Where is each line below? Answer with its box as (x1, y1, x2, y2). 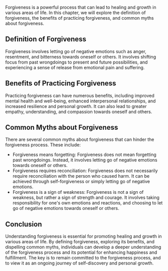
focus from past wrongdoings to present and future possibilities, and (5, 59, 148, 65)
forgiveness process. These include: (5, 142, 81, 148)
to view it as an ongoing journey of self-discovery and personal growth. (5, 260, 154, 266)
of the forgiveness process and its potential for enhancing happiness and (5, 249, 157, 255)
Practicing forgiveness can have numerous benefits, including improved (5, 92, 155, 98)
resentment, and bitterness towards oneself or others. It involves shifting (5, 53, 156, 60)
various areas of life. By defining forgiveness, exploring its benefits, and (5, 239, 155, 245)
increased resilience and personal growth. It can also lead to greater (5, 103, 147, 109)
